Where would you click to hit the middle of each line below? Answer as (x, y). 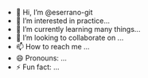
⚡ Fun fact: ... (37, 67)
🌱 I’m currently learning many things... (78, 29)
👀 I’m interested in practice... (62, 21)
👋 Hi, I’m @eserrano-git (54, 12)
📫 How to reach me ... (53, 47)
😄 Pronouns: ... (41, 58)
